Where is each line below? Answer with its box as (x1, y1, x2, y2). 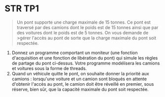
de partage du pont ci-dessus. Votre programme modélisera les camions (11, 60, 160, 66)
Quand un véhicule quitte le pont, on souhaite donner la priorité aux (11, 70, 149, 76)
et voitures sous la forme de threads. (11, 65, 87, 71)
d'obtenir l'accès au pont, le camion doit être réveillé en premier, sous (11, 81, 154, 87)
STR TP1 (4, 3, 39, 14)
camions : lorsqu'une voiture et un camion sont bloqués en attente (11, 76, 147, 82)
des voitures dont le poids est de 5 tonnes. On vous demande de (16, 30, 149, 35)
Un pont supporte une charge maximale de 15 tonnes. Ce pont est (16, 19, 151, 25)
